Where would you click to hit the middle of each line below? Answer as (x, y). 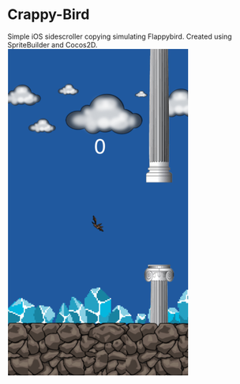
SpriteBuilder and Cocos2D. (52, 44)
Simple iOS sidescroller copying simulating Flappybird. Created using (120, 36)
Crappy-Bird (49, 15)
